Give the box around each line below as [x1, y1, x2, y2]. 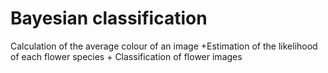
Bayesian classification [10, 7, 208, 30]
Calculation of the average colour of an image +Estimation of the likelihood [10, 40, 318, 52]
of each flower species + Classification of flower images [10, 50, 243, 62]
